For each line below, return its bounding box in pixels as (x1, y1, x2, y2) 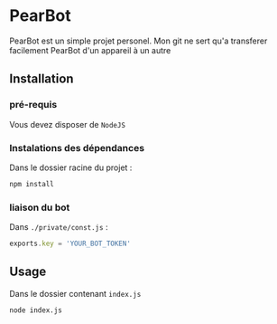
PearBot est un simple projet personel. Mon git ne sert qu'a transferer (9, 35, 268, 46)
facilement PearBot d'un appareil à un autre (9, 44, 171, 55)
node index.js (9, 305, 63, 315)
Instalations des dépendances (9, 141, 145, 154)
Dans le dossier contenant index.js (9, 288, 142, 299)
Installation (9, 71, 74, 87)
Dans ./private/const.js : (9, 222, 108, 233)
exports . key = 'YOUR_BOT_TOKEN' (9, 239, 131, 249)
